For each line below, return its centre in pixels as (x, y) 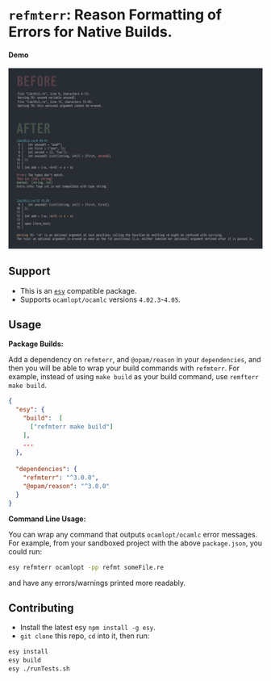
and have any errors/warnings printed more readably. (97, 583)
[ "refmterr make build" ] (71, 426)
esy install (28, 652)
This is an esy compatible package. (78, 290)
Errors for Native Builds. (90, 32)
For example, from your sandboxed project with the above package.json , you (135, 543)
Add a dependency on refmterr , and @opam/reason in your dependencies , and (135, 360)
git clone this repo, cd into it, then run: (85, 636)
